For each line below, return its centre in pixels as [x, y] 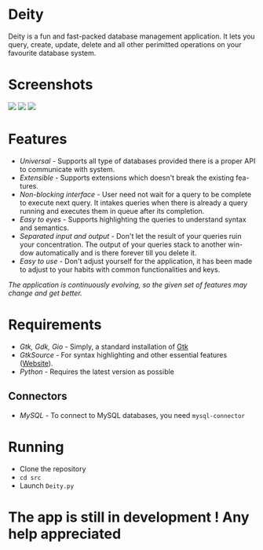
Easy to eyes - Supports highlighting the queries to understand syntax [133, 219]
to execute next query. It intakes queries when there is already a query [133, 203]
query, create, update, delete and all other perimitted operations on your [125, 44]
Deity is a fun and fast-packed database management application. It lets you [131, 36]
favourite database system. [52, 53]
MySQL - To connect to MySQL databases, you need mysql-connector [132, 415]
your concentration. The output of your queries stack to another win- [131, 244]
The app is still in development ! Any [129, 517]
